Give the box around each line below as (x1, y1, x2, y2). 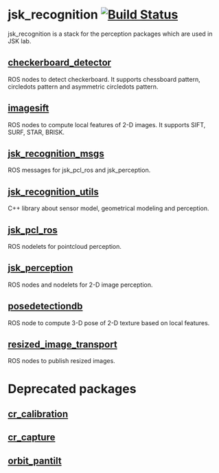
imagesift (8, 102, 49, 114)
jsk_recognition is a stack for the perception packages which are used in (8, 30, 213, 38)
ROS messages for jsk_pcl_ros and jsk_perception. (8, 166, 151, 175)
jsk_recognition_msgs (8, 148, 105, 159)
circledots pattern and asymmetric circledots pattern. (8, 82, 159, 91)
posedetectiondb (8, 300, 83, 312)
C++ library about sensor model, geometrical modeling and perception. (8, 204, 209, 212)
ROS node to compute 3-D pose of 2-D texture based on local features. (8, 318, 210, 327)
